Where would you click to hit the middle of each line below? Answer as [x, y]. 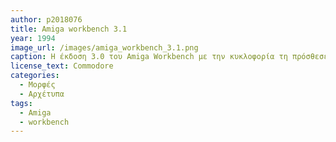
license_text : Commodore [62, 66]
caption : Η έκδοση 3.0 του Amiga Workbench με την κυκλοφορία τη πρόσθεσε [169, 57]
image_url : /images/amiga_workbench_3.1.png [104, 47]
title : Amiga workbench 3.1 [69, 29]
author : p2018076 [46, 19]
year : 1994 [33, 38]
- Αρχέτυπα [42, 94]
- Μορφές [37, 85]
